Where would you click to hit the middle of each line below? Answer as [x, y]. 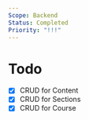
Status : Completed [38, 23]
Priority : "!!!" [35, 30]
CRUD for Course [48, 108]
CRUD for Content [49, 90]
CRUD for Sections [50, 100]
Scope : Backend [33, 15]
